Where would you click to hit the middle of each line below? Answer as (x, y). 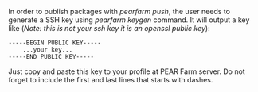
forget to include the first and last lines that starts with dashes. (111, 80)
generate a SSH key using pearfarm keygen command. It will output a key (129, 20)
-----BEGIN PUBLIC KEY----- (55, 43)
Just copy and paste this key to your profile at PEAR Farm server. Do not (127, 71)
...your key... (48, 50)
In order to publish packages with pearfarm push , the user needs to (119, 11)
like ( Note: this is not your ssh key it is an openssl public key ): (109, 28)
